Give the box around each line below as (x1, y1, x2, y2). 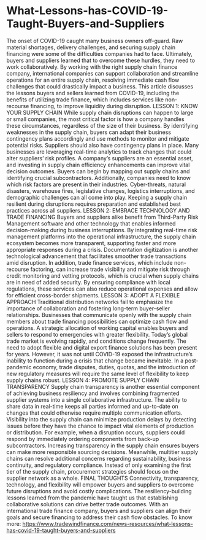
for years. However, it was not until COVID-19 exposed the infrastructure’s (6, 350, 193, 358)
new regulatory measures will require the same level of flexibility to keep (6, 370, 189, 377)
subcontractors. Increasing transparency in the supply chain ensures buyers (6, 442, 199, 449)
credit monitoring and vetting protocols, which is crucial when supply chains (6, 272, 199, 280)
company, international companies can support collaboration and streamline (6, 69, 199, 77)
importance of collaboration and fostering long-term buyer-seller (6, 305, 170, 312)
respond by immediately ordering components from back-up (6, 435, 159, 442)
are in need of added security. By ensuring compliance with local (6, 278, 170, 286)
